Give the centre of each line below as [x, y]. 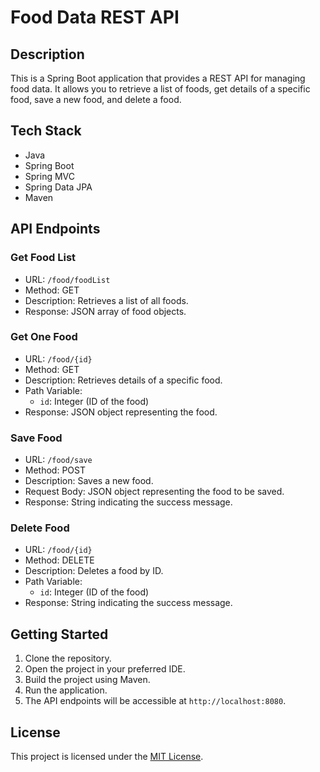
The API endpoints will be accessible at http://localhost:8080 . [155, 701]
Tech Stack [46, 131]
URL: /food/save [58, 460]
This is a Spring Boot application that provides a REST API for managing [158, 78]
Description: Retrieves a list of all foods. [106, 300]
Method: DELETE [59, 560]
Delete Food [40, 528]
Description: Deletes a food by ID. [94, 571]
